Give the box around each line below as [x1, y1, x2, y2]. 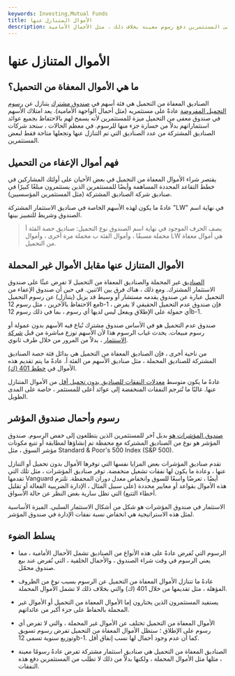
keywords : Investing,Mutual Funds [8, 10, 109, 17]
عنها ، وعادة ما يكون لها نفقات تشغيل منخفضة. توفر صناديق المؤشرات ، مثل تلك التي [8, 466, 226, 475]
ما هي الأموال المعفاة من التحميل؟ [8, 81, 139, 93]
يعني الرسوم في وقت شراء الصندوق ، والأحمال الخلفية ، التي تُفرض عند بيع [17, 555, 211, 564]
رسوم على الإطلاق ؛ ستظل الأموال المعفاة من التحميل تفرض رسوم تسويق [17, 626, 211, 634]
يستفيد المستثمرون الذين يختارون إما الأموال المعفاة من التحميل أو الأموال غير [17, 597, 219, 606]
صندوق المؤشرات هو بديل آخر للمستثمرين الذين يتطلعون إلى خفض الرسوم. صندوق [8, 431, 224, 439]
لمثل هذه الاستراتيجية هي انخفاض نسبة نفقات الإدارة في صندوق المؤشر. [8, 509, 195, 518]
